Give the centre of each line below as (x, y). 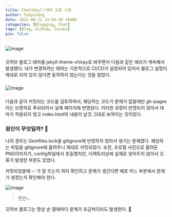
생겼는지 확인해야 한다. (33, 177)
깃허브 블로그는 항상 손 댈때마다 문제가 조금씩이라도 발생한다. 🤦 (69, 209)
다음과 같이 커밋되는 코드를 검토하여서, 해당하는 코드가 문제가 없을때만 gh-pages (86, 101)
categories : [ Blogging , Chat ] (38, 24)
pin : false (17, 34)
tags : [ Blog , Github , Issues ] (38, 29)
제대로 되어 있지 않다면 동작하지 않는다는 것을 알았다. (58, 74)
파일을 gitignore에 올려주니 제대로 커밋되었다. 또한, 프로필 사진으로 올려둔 (84, 147)
